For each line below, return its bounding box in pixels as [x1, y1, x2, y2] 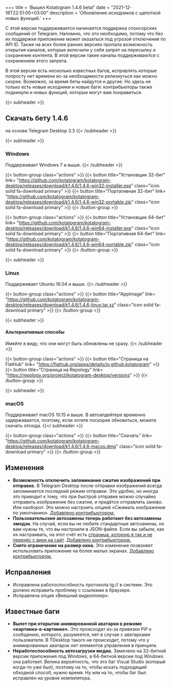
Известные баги [5, 607, 60, 615]
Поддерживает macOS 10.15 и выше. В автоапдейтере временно [5, 411, 146, 418]
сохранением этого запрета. [5, 58, 68, 63]
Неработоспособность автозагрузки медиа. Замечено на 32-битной [12, 648, 166, 654]
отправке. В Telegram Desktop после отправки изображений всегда [12, 483, 162, 489]
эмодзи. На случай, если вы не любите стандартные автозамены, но [12, 520, 164, 527]
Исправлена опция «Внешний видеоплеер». [12, 592, 109, 599]
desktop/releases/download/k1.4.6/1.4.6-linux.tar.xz [5, 302, 114, 308]
